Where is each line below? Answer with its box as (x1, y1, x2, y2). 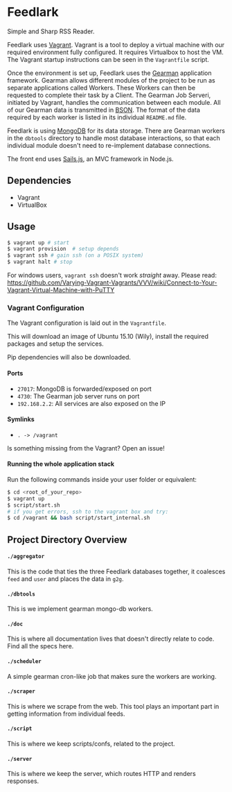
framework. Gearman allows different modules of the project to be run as (7, 76, 216, 84)
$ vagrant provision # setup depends (7, 246, 119, 253)
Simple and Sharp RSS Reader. (7, 27, 95, 35)
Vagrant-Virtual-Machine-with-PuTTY (7, 286, 115, 294)
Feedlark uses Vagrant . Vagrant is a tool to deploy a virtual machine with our (7, 40, 225, 49)
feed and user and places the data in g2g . (7, 574, 124, 583)
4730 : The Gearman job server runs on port (17, 391, 140, 400)
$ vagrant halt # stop (7, 258, 73, 266)
